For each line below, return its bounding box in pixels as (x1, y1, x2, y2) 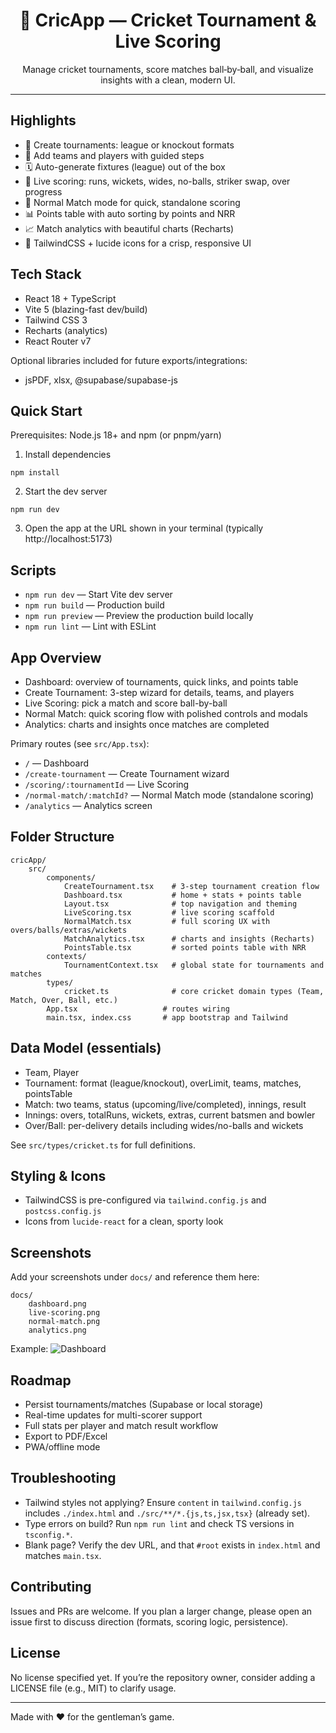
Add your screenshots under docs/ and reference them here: (10, 1271, 260, 1283)
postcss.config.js (24, 1207, 102, 1217)
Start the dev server (24, 485, 108, 498)
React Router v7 (24, 335, 92, 347)
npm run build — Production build (24, 599, 165, 611)
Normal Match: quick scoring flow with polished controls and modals (24, 708, 308, 719)
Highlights (10, 112, 77, 129)
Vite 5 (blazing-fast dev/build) (24, 303, 148, 315)
